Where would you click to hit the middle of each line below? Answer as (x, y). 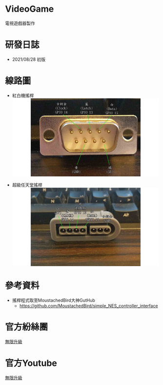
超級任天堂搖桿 (27, 185)
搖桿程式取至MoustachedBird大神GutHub (53, 300)
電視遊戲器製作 (20, 23)
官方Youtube (31, 363)
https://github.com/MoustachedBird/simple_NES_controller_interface (89, 306)
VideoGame (30, 9)
